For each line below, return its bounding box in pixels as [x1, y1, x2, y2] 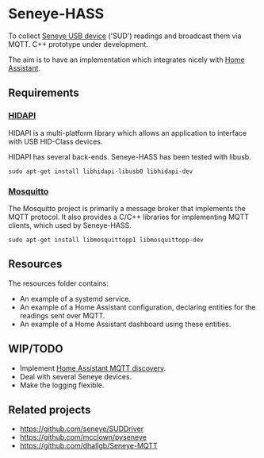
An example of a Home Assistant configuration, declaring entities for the [19, 302, 256, 312]
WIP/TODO [8, 342, 63, 356]
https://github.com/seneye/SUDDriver [19, 424, 144, 433]
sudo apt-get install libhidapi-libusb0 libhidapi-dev [8, 167, 193, 175]
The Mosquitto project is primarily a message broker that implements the [8, 203, 246, 213]
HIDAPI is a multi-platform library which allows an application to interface [8, 128, 247, 137]
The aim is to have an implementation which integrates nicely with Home [8, 55, 245, 64]
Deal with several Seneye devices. [19, 371, 132, 381]
